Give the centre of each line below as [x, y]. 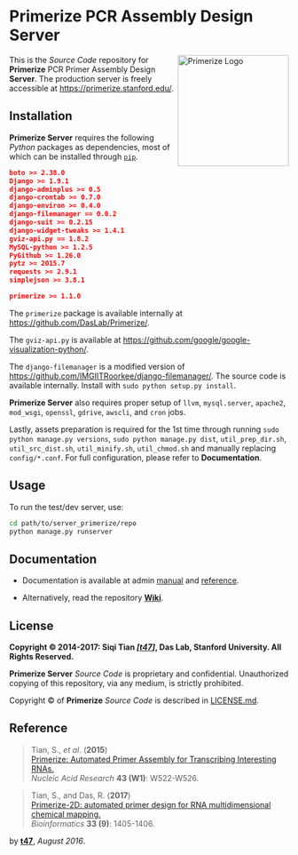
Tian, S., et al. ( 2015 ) [69, 749]
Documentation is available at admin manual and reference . [130, 580]
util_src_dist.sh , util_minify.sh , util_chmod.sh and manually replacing [143, 448]
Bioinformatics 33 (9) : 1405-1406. [93, 823]
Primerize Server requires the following [82, 137]
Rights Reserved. [42, 657]
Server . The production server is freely [81, 78]
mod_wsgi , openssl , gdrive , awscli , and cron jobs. [98, 412]
